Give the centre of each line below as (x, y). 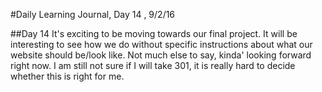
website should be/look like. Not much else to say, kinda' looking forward (161, 55)
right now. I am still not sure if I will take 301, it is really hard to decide (153, 65)
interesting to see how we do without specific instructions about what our (161, 44)
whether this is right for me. (67, 76)
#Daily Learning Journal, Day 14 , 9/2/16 (93, 14)
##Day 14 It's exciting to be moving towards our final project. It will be (154, 33)
